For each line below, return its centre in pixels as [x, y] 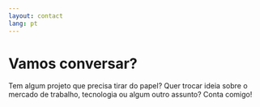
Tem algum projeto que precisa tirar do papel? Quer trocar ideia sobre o [128, 86]
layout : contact [36, 16]
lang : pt [23, 24]
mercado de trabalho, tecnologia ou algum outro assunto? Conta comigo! [130, 95]
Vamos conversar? [73, 64]
